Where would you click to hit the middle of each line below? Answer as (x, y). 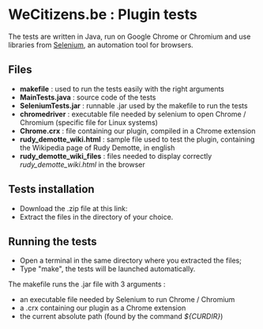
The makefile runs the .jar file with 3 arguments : (87, 284)
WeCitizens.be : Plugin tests (103, 15)
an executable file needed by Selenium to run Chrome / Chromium (127, 300)
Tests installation (51, 189)
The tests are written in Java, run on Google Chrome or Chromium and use (130, 36)
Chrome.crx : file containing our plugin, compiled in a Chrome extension (137, 130)
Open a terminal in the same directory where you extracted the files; (131, 261)
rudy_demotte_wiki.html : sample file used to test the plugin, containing (137, 139)
